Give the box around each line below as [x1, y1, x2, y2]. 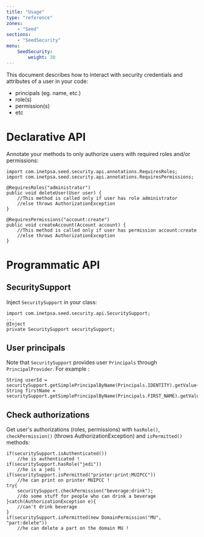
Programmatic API [6, 258, 100, 272]
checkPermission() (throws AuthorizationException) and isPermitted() [6, 432, 183, 439]
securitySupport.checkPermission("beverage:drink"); [17, 488, 154, 494]
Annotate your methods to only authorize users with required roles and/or [6, 150, 191, 157]
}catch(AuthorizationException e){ [6, 499, 97, 505]
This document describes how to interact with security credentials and [6, 71, 183, 78]
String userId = [6, 377, 47, 383]
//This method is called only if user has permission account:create [17, 227, 197, 233]
